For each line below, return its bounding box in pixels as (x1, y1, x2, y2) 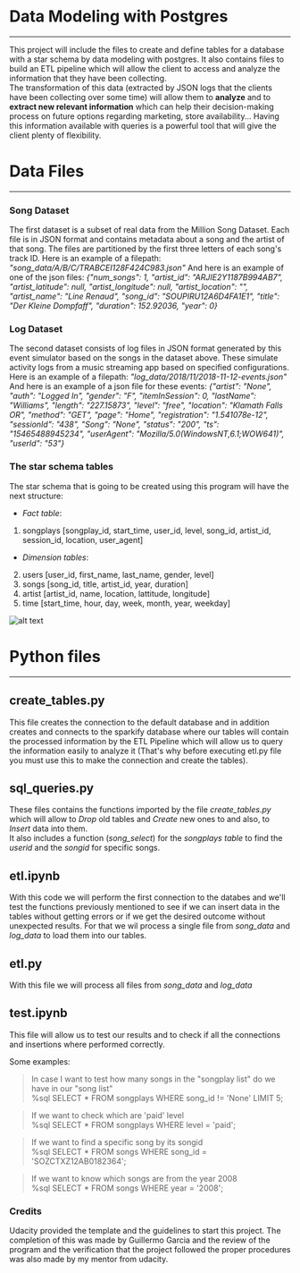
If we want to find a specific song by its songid (30, 1136, 204, 1147)
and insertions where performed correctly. (9, 1039, 165, 1049)
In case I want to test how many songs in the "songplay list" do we (30, 1074, 276, 1084)
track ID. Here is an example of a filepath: (9, 253, 162, 264)
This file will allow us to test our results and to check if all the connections (9, 1029, 281, 1040)
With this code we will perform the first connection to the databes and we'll (9, 892, 286, 903)
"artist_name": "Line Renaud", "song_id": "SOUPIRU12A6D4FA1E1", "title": (9, 291, 279, 301)
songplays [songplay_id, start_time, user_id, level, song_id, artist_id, (21, 525, 271, 536)
